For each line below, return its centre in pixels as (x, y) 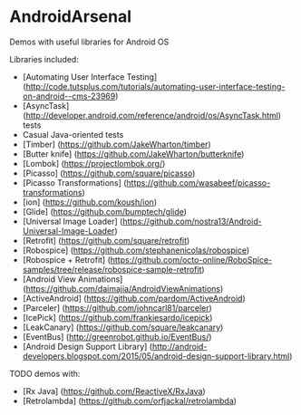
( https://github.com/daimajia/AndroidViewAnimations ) (123, 288)
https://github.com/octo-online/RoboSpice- (191, 259)
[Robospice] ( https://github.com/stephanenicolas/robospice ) (136, 250)
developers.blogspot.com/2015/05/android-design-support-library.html (156, 356)
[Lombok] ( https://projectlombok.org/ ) (94, 163)
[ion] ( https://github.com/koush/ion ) (89, 202)
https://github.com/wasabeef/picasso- (199, 182)
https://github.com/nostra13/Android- (192, 221)
